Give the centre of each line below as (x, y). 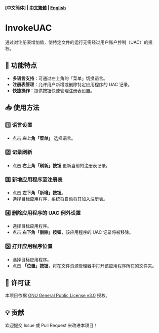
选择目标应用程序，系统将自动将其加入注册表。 (60, 199)
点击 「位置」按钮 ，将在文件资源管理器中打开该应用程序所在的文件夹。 (84, 265)
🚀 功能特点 (21, 65)
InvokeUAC (28, 28)
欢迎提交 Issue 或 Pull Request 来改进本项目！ (52, 326)
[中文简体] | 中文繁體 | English (36, 8)
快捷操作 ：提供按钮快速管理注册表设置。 (53, 90)
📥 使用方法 (22, 108)
